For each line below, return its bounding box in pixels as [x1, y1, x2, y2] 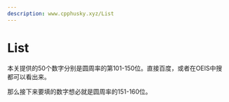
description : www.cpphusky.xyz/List [7, 10, 114, 17]
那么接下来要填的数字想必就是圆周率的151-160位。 [7, 87, 152, 96]
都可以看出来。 [7, 72, 50, 80]
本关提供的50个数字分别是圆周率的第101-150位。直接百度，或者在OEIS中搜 [7, 64, 223, 72]
